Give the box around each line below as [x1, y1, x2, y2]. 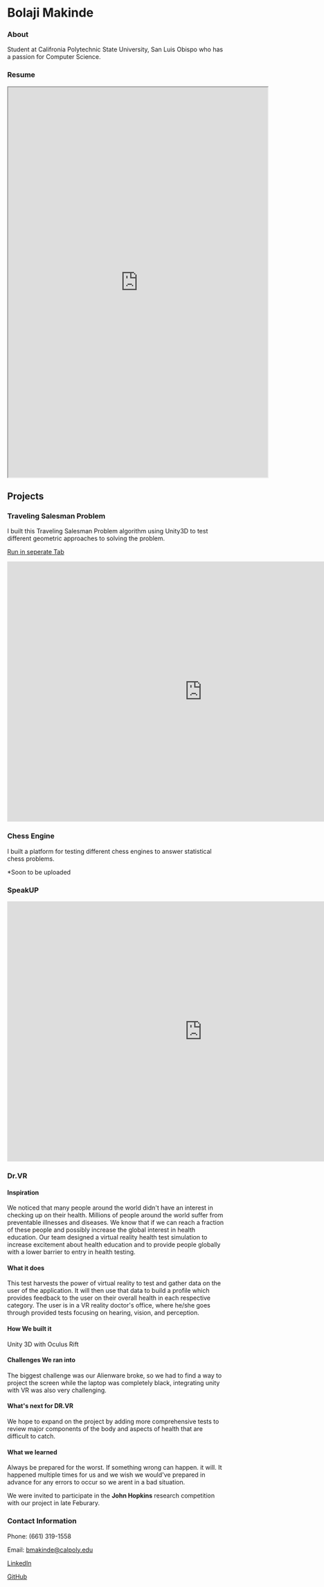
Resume [7, 70, 36, 80]
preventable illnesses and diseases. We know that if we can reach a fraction [7, 1219, 224, 1227]
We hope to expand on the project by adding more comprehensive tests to [7, 1417, 219, 1425]
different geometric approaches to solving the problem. [7, 534, 165, 542]
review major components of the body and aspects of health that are [7, 1425, 203, 1433]
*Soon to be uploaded [7, 868, 71, 876]
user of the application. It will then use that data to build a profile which [7, 1287, 210, 1295]
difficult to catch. [7, 1432, 56, 1440]
